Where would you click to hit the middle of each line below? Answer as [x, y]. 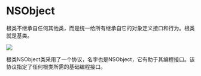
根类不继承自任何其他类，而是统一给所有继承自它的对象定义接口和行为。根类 [100, 28]
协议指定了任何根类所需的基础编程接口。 [56, 66]
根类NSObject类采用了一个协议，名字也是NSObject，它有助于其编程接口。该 [100, 59]
